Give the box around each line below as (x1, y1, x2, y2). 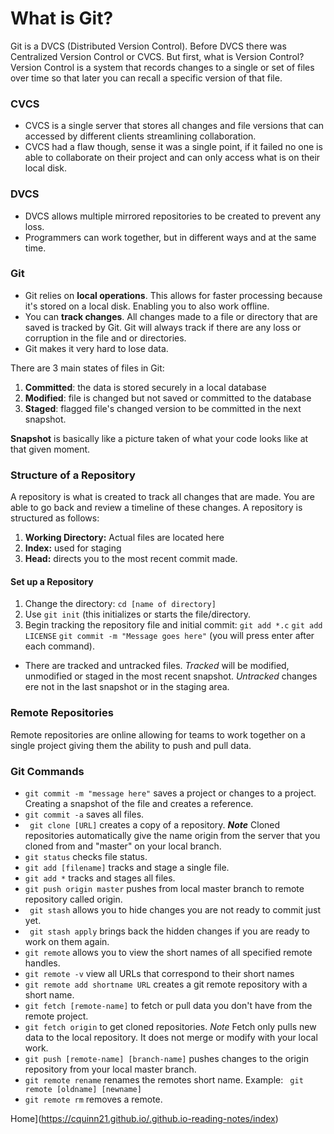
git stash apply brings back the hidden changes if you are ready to (29, 925, 310, 937)
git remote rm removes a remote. (24, 1093, 163, 1105)
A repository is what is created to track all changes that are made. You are (10, 491, 315, 503)
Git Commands (10, 764, 85, 778)
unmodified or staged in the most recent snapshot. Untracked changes (24, 670, 318, 682)
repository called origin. (24, 893, 123, 905)
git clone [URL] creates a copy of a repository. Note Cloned (29, 818, 281, 831)
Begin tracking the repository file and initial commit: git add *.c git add (24, 619, 323, 631)
